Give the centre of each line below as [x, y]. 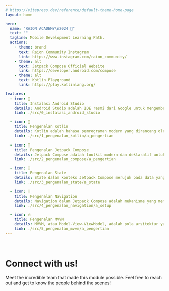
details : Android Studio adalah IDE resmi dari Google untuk [79, 108]
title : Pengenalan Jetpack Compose [52, 150]
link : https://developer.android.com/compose [67, 71]
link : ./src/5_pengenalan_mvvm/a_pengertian [62, 229]
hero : [11, 24]
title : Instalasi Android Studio [49, 103]
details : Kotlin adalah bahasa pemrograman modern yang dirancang [85, 131]
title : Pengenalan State [40, 173]
